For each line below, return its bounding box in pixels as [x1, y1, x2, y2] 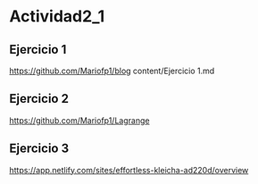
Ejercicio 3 [9, 141, 70, 156]
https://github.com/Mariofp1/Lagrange [9, 114, 150, 126]
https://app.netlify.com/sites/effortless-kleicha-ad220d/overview [9, 164, 249, 175]
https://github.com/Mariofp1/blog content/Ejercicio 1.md [9, 65, 215, 76]
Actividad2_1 [9, 6, 105, 27]
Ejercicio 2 [9, 91, 70, 106]
